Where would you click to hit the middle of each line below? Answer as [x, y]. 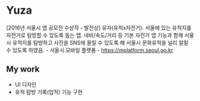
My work [23, 69]
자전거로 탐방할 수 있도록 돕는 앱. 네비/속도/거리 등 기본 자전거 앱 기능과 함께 [95, 35]
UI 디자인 [26, 84]
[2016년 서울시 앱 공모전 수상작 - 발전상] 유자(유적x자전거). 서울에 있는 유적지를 [99, 27]
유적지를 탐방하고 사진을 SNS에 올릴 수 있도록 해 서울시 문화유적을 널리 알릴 [100, 42]
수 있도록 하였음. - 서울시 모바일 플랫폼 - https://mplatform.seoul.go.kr [90, 50]
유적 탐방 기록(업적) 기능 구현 [49, 92]
